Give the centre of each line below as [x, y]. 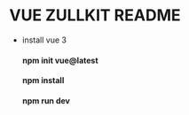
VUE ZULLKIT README [95, 15]
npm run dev [46, 100]
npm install [43, 80]
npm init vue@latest [60, 60]
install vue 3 [44, 40]
